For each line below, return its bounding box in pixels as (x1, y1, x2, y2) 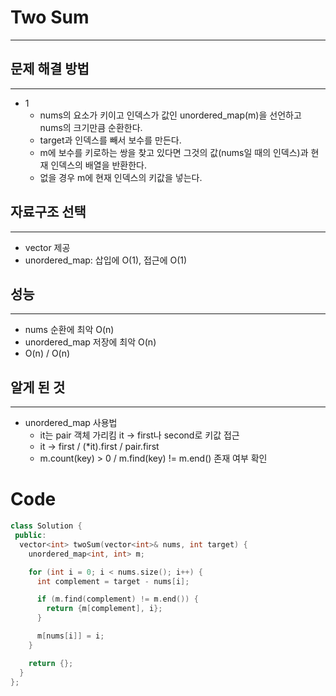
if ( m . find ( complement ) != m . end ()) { (36, 594, 199, 605)
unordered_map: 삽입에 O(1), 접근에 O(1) (24, 254, 188, 266)
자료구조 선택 (10, 204, 87, 221)
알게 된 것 (10, 379, 66, 396)
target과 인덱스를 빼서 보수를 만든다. (39, 134, 182, 146)
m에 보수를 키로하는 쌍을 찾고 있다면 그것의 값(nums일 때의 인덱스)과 (39, 146, 309, 158)
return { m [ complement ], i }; (46, 604, 163, 614)
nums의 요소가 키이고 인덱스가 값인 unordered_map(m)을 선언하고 (39, 109, 302, 121)
